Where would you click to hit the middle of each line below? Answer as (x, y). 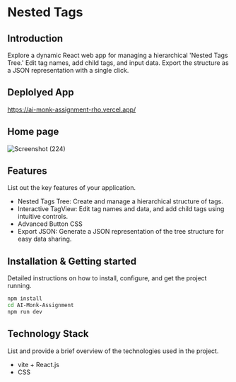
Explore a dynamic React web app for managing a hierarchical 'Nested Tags (118, 55)
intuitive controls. (43, 217)
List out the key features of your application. (72, 188)
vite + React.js (39, 364)
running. (19, 286)
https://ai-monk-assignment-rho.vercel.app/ (72, 109)
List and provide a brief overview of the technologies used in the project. (113, 351)
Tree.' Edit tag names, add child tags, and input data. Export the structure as (118, 63)
